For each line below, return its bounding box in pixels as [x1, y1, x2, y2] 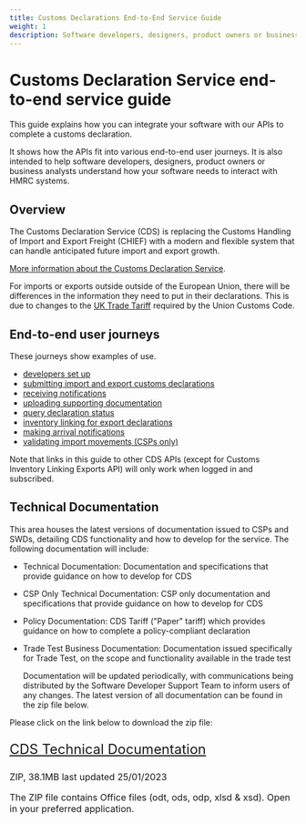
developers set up [22, 368, 91, 379]
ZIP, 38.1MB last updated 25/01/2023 [9, 770, 168, 783]
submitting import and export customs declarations [22, 377, 216, 388]
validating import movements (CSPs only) [22, 436, 179, 447]
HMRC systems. [9, 175, 70, 187]
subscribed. [9, 473, 55, 484]
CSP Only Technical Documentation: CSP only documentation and [22, 588, 270, 599]
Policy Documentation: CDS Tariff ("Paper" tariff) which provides [22, 615, 266, 626]
